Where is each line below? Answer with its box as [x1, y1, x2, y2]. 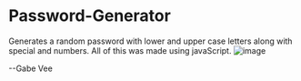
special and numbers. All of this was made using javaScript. [8, 45, 232, 56]
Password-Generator [8, 5, 172, 26]
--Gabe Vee [8, 63, 54, 74]
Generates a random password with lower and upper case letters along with [8, 35, 293, 46]
